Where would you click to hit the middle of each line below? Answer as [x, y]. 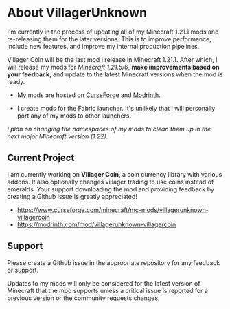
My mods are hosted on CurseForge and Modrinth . [89, 95]
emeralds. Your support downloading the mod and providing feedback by [111, 189]
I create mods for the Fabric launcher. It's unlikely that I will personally [116, 108]
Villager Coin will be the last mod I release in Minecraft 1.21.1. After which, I [112, 59]
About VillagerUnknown [77, 13]
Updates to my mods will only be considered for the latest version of [104, 283]
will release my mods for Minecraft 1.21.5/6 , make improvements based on [113, 67]
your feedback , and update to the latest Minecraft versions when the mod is [115, 74]
